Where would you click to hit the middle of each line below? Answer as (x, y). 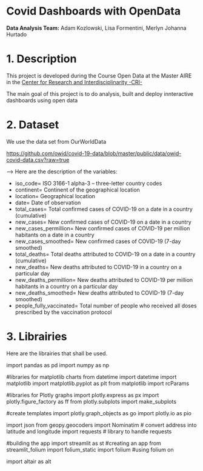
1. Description (42, 59)
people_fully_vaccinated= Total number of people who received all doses (106, 306)
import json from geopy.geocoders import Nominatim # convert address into (101, 425)
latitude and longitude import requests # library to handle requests (89, 431)
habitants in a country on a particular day (66, 286)
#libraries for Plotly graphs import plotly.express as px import (83, 395)
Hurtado (17, 34)
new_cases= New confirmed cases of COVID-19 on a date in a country (103, 222)
